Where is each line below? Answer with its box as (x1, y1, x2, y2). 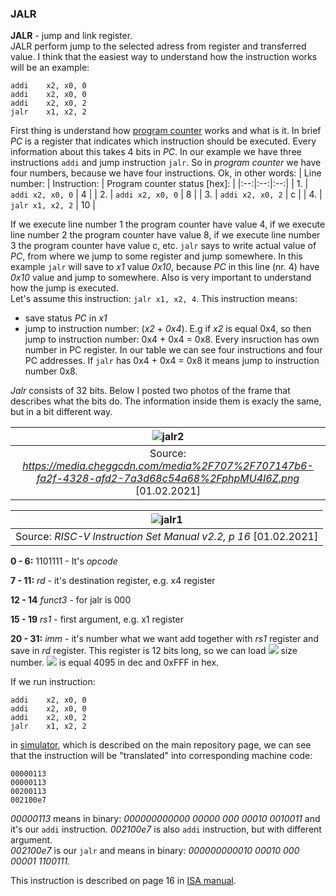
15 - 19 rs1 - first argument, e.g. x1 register (10, 613, 184, 626)
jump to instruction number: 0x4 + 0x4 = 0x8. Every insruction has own (24, 333, 320, 346)
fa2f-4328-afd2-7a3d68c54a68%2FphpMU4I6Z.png (36, 472, 300, 486)
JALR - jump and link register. (10, 30, 133, 42)
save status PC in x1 (24, 312, 108, 324)
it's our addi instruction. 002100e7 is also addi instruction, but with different (10, 823, 322, 836)
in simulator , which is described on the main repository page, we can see (10, 739, 312, 751)
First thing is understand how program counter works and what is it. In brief (10, 125, 322, 137)
